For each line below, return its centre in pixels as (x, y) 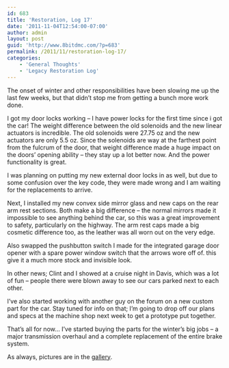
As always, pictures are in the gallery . (60, 356)
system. (18, 343)
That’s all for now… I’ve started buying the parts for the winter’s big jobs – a (113, 329)
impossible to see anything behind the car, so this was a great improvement (113, 217)
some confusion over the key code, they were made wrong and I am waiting (114, 182)
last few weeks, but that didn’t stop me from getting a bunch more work (108, 97)
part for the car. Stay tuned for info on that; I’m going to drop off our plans (111, 308)
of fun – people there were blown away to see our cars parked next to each (113, 280)
